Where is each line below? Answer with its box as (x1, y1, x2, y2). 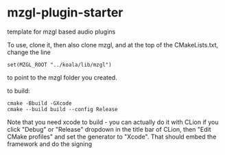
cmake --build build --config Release (7, 106, 118, 112)
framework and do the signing (7, 139, 93, 148)
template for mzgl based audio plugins (7, 27, 116, 36)
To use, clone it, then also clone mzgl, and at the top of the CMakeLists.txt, (7, 40, 219, 49)
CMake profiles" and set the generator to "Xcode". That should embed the (7, 132, 217, 141)
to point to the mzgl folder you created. (7, 73, 118, 82)
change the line (7, 48, 51, 56)
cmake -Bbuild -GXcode (7, 99, 72, 107)
